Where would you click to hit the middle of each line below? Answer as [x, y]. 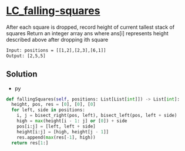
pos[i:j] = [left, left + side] [56, 126]
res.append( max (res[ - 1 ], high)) [56, 137]
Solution [22, 74]
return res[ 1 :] [30, 143]
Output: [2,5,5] [26, 56]
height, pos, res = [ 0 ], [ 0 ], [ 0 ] [53, 105]
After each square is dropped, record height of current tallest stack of [90, 27]
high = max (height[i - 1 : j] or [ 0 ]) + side [72, 121]
